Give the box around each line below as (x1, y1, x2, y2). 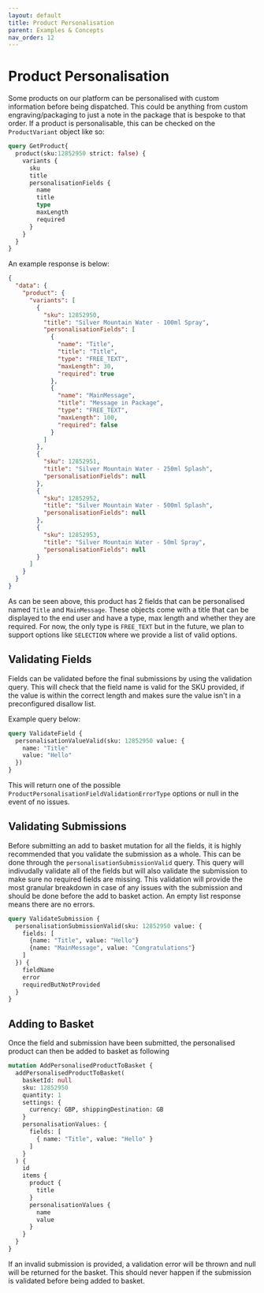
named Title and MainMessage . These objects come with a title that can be (8, 605, 249, 614)
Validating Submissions (8, 820, 127, 833)
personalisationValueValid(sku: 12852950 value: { (15, 736, 185, 745)
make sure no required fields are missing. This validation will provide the (8, 874, 243, 884)
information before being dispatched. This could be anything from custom (8, 102, 248, 111)
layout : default (8, 11, 61, 20)
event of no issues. (8, 797, 70, 807)
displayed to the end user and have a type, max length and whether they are (8, 613, 256, 623)
